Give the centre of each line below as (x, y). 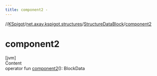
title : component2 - (27, 10)
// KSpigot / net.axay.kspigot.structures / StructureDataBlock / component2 (78, 24)
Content (13, 63)
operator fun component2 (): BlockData (45, 68)
